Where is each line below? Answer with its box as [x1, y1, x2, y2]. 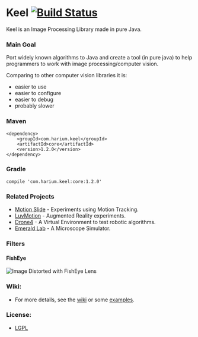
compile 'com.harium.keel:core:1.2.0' [6, 178, 102, 184]
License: [6, 311, 31, 319]
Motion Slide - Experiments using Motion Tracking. [14, 206, 139, 213]
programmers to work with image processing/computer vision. [6, 60, 159, 68]
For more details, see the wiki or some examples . [14, 296, 135, 303]
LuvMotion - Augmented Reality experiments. [14, 212, 126, 219]
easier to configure [14, 90, 62, 97]
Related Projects [6, 192, 55, 200]
